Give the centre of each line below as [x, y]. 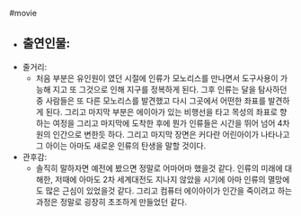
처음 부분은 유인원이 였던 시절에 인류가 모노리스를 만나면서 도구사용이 [157, 78]
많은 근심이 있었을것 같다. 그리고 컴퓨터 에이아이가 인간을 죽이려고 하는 [169, 190]
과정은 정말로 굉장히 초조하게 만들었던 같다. [111, 202]
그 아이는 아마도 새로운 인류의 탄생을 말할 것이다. [121, 145]
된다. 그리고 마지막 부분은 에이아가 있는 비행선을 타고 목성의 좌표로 [162, 112]
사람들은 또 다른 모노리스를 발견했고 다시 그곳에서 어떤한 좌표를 [156, 100]
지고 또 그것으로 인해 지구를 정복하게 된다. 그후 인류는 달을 [154, 89]
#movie [23, 13]
